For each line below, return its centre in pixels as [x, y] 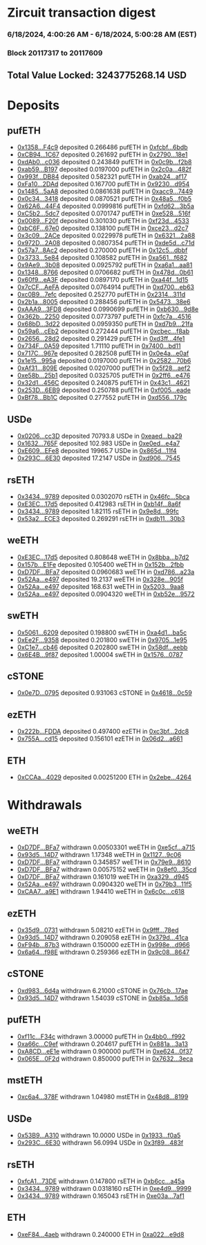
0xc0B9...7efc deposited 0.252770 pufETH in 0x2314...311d [101, 294]
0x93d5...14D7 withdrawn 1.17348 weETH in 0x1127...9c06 [99, 855]
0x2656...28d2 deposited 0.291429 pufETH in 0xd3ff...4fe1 [101, 339]
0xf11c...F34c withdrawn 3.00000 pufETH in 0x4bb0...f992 [101, 1036]
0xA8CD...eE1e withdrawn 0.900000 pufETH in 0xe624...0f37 [105, 1051]
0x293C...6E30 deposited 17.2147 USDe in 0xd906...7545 [99, 458]
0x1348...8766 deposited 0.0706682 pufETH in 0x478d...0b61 [105, 272]
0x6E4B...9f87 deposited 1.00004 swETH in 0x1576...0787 [100, 654]
